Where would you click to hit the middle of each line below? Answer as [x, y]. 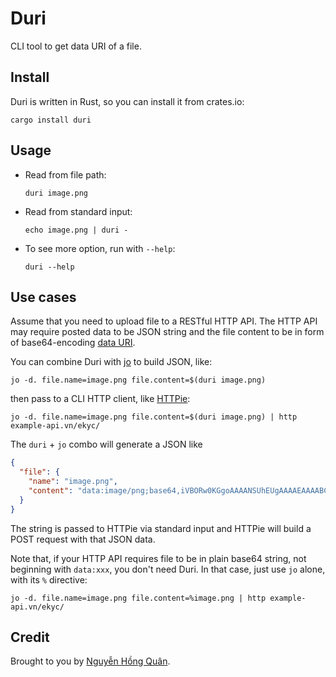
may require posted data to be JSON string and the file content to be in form [167, 332]
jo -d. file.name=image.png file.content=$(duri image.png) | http [154, 417]
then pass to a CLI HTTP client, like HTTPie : [100, 399]
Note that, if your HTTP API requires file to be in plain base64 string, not [158, 558]
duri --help [49, 267]
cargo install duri [51, 120]
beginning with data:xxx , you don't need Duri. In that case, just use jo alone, [168, 569]
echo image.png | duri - [76, 230]
